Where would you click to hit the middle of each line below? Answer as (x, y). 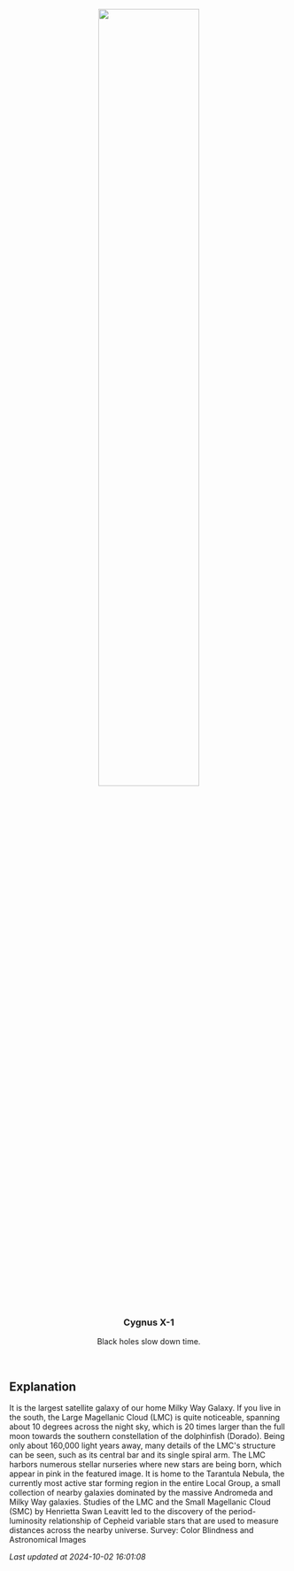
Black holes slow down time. (149, 1342)
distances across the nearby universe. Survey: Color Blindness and (132, 1530)
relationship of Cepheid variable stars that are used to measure (163, 1521)
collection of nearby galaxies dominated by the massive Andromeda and (141, 1493)
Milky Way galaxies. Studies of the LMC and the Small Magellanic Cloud (140, 1502)
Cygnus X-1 (149, 1322)
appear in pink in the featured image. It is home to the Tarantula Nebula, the (147, 1474)
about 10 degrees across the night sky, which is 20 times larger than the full (147, 1427)
